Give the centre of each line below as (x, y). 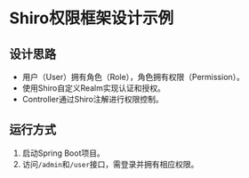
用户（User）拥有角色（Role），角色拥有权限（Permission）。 (133, 77)
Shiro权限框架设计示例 (92, 18)
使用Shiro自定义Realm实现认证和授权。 (94, 88)
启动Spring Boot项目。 (63, 153)
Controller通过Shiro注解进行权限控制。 (92, 99)
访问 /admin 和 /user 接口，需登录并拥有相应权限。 (110, 164)
